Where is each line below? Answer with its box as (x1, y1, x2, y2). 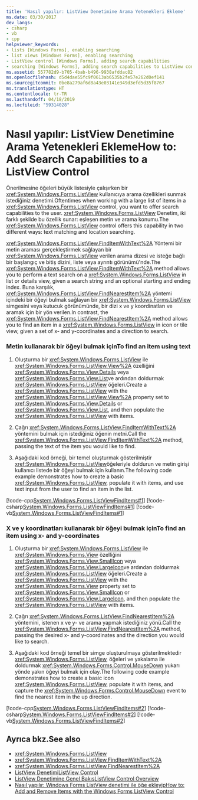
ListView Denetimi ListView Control (14, 769, 98, 776)
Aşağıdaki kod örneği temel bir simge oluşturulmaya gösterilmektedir (14, 649, 181, 657)
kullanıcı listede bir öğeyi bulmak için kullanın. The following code (14, 466, 172, 474)
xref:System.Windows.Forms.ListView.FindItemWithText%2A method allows (6, 265, 190, 272)
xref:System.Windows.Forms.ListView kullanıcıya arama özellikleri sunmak (6, 191, 187, 198)
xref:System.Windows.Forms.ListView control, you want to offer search (6, 203, 179, 210)
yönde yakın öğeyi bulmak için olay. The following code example (14, 668, 170, 675)
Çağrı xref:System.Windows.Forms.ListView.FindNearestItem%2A (14, 613, 175, 620)
